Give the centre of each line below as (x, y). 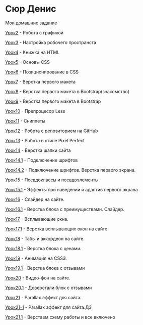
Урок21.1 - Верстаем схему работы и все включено (60, 317)
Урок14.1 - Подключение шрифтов (42, 160)
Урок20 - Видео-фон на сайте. (38, 278)
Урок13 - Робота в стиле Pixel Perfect (45, 140)
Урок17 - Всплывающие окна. (37, 219)
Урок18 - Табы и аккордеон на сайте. (45, 238)
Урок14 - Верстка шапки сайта (38, 150)
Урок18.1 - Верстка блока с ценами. (43, 248)
